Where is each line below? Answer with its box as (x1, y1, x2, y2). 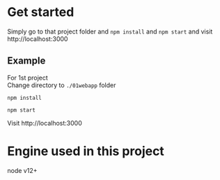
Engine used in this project (7, 143, 165, 159)
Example (7, 55, 46, 67)
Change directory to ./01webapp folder (7, 81, 116, 89)
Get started (7, 4, 74, 20)
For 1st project (7, 73, 49, 82)
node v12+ (7, 166, 38, 174)
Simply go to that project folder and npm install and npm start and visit (7, 27, 213, 36)
